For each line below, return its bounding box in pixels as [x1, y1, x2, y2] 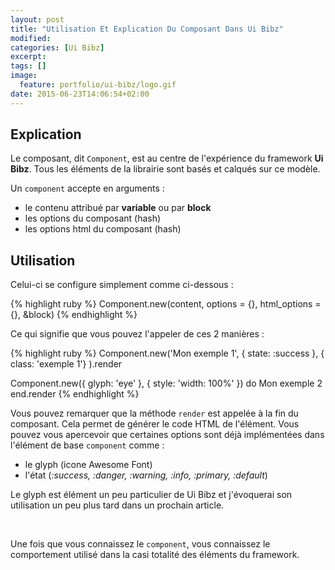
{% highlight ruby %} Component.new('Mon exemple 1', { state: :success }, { [10, 347, 325, 360]
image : [10, 71, 38, 81]
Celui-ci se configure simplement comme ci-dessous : [10, 279, 234, 291]
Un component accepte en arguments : [10, 182, 165, 195]
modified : [10, 33, 52, 43]
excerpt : [10, 52, 47, 62]
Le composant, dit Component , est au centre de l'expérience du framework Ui [10, 152, 324, 165]
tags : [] [10, 61, 47, 71]
